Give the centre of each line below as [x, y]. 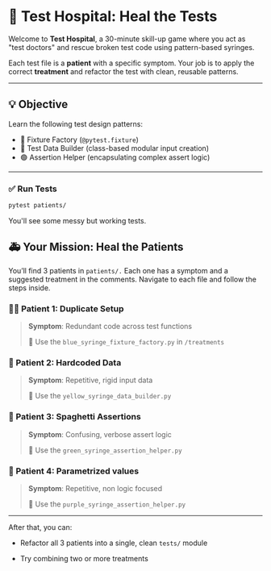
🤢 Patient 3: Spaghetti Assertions [75, 417]
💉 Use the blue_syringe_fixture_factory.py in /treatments [126, 342]
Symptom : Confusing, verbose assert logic [100, 434]
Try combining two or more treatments [84, 558]
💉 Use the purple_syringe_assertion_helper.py [107, 504]
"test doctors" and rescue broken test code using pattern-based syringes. [131, 47]
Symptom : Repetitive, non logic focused [95, 488]
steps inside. [29, 288]
